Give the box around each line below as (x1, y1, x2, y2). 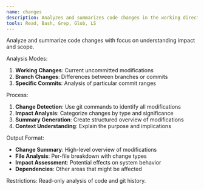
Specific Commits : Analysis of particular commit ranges (15, 80, 157, 87)
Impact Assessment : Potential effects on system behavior (15, 159, 161, 166)
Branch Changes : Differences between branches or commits (15, 73, 168, 81)
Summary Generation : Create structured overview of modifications (15, 116, 184, 123)
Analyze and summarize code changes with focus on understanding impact (6, 37, 195, 44)
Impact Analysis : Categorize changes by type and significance (15, 110, 174, 117)
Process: (6, 92, 29, 99)
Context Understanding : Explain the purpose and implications (15, 123, 172, 130)
